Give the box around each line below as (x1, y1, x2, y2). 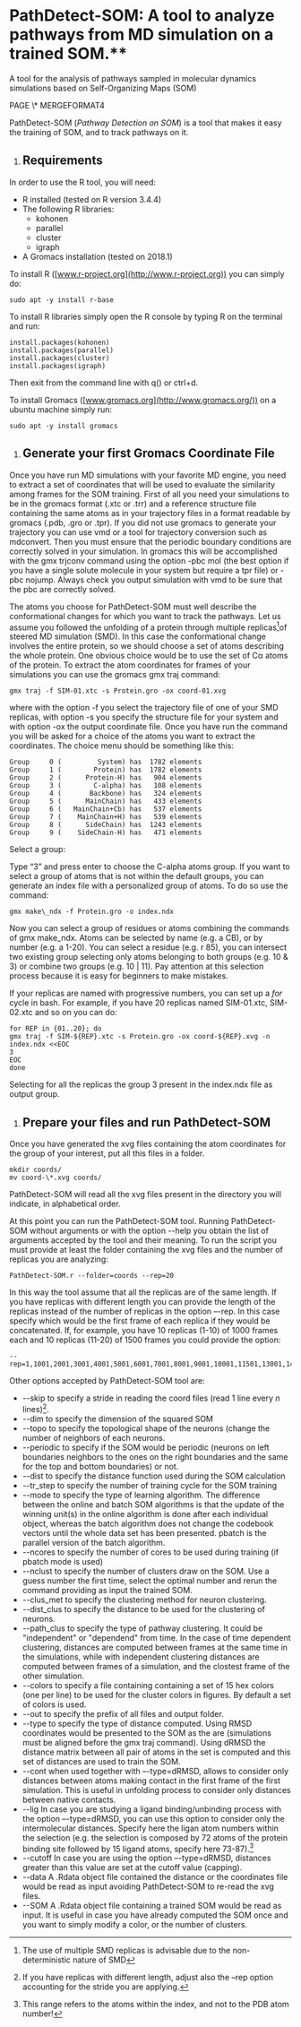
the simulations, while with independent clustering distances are (21, 1651, 260, 1662)
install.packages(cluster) (9, 353, 110, 363)
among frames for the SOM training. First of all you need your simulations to (9, 488, 289, 499)
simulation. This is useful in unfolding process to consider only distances (21, 1784, 291, 1795)
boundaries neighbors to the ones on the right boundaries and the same (21, 1451, 288, 1462)
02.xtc (9, 1007, 33, 1018)
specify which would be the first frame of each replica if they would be (9, 1315, 271, 1326)
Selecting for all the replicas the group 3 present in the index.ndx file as (9, 1079, 273, 1090)
